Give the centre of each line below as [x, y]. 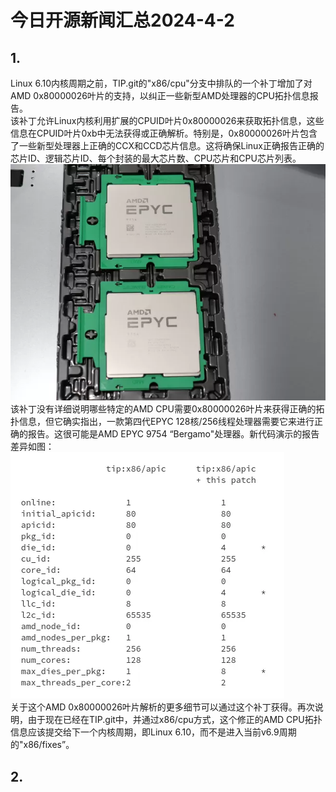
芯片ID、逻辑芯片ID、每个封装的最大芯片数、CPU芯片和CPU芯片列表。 [156, 158]
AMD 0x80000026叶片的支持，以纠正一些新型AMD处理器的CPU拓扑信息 [160, 95]
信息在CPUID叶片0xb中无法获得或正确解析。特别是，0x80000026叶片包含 [164, 133]
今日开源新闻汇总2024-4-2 [122, 20]
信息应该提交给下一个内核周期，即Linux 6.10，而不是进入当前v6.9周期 [153, 732]
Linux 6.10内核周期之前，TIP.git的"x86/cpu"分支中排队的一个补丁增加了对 [161, 83]
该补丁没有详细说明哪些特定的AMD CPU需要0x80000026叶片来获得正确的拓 [167, 409]
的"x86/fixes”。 [42, 745]
